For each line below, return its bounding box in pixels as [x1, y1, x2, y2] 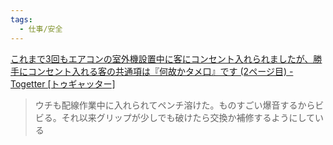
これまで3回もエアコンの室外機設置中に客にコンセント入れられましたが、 [10, 52, 314, 65]
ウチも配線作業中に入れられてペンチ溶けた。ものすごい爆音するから [34, 99, 316, 111]
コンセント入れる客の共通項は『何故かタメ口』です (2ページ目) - [27, 65, 294, 77]
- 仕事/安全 [19, 24, 63, 34]
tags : [10, 14, 33, 25]
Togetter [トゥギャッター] [10, 77, 116, 90]
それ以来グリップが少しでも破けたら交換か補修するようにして [61, 111, 315, 123]
